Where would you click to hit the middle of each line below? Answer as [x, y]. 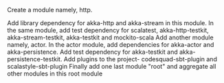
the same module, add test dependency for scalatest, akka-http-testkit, [108, 30]
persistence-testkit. [35, 59]
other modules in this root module [55, 73]
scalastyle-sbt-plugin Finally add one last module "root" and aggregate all [112, 66]
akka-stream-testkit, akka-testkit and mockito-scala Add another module [111, 37]
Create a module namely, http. [50, 10]
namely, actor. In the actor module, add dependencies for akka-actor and [111, 45]
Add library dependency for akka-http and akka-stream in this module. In [111, 23]
